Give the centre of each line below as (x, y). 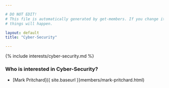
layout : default (22, 33)
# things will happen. (29, 24)
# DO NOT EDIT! (21, 14)
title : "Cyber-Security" (31, 37)
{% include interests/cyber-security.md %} (50, 56)
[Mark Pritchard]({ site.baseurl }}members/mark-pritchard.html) (78, 80)
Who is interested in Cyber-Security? (52, 69)
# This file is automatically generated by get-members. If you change (82, 19)
